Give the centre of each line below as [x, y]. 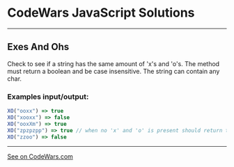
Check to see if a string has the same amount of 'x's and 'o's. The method [114, 63]
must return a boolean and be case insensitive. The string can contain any [114, 71]
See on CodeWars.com [40, 157]
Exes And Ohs [38, 47]
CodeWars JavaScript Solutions [101, 13]
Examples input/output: [48, 97]
